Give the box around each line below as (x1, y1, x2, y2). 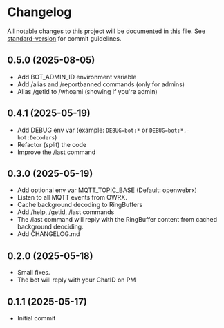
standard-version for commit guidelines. (7, 34, 122, 42)
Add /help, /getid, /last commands (17, 208, 115, 216)
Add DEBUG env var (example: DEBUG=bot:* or (17, 126, 148, 134)
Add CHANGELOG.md (17, 230, 80, 238)
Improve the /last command (17, 148, 96, 156)
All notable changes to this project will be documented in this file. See (7, 27, 206, 35)
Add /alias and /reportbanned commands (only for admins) (17, 80, 185, 88)
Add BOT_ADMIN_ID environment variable (17, 73, 137, 81)
